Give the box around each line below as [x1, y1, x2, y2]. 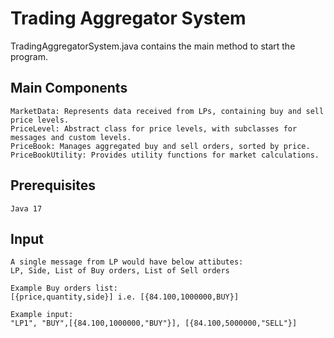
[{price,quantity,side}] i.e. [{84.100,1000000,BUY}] [10, 292, 240, 302]
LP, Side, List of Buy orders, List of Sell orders [10, 266, 230, 276]
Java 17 [10, 203, 43, 214]
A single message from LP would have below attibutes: [10, 257, 244, 267]
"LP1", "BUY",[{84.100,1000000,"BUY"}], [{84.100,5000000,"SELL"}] [10, 318, 298, 329]
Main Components [10, 80, 128, 97]
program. [10, 50, 49, 62]
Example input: [10, 310, 74, 320]
